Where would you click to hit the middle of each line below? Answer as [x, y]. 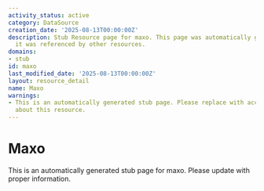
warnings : [24, 95]
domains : [22, 52]
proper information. [40, 178]
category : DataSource [44, 23]
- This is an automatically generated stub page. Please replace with [126, 103]
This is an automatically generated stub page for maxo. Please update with [129, 170]
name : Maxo [26, 88]
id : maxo [22, 67]
